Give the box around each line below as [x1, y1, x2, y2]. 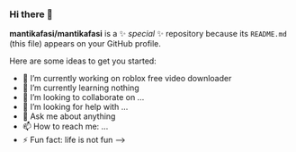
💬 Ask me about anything [22, 111, 116, 122]
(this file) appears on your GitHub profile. [9, 38, 162, 49]
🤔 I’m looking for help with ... [22, 102, 129, 113]
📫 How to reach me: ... [22, 121, 109, 132]
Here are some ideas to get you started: [9, 55, 157, 66]
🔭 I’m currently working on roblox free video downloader [22, 73, 232, 84]
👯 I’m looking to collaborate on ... [22, 92, 145, 103]
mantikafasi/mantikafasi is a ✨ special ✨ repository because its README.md [9, 29, 288, 39]
